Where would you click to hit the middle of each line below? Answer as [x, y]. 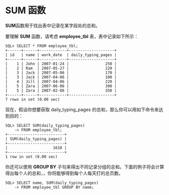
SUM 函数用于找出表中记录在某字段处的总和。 [53, 25]
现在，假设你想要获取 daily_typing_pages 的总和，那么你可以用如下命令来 [82, 109]
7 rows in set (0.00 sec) [32, 99]
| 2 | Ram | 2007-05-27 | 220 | [61, 68]
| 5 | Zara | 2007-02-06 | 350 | [61, 90]
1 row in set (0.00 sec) [31, 157]
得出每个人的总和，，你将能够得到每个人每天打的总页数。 [64, 173]
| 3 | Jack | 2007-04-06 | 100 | [61, 77]
